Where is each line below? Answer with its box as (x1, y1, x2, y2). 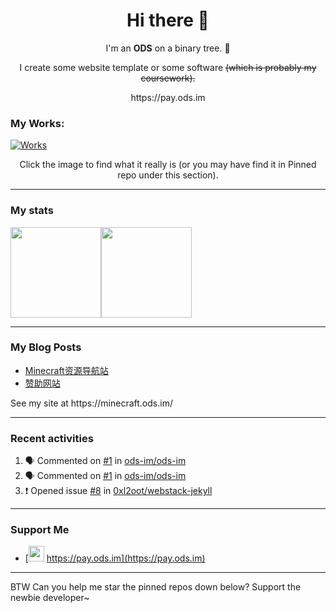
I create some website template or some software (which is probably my (19, 61, 317, 73)
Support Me (10, 523, 70, 537)
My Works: (10, 116, 65, 130)
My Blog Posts (10, 340, 82, 354)
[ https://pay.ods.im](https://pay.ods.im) (24, 552, 206, 564)
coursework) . (140, 72, 196, 84)
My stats (10, 204, 54, 218)
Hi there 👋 (126, 9, 210, 32)
